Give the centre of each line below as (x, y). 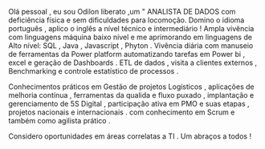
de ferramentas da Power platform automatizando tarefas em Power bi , (127, 54)
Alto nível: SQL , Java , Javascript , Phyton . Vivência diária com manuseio (131, 46)
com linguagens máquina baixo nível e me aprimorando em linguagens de (130, 37)
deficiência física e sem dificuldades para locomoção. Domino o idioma (126, 20)
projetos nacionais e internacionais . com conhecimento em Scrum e (122, 112)
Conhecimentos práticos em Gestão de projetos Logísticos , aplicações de (131, 87)
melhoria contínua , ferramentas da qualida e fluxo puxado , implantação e (131, 95)
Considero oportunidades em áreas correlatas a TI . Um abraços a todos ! (130, 136)
